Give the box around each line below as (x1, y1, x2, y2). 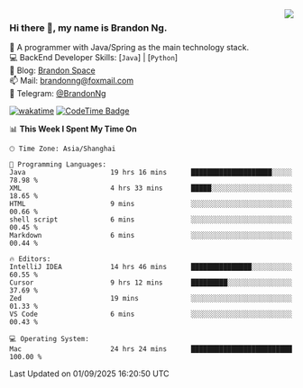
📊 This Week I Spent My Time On (9, 123, 137, 134)
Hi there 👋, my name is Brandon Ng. (9, 22, 168, 34)
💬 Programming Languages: (9, 160, 106, 169)
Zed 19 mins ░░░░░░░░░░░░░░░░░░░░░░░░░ (9, 294, 293, 303)
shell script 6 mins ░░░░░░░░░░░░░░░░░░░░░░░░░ (9, 215, 293, 224)
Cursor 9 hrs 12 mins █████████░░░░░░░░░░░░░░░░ (9, 278, 293, 287)
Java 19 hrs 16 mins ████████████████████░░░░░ (9, 168, 293, 177)
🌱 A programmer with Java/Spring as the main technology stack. (9, 42, 250, 53)
